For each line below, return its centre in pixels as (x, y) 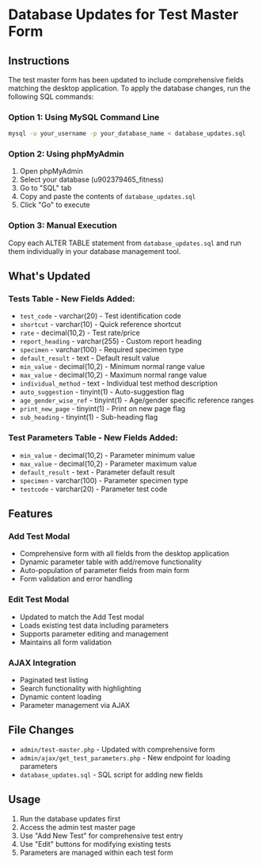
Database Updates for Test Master (123, 15)
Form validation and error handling (76, 579)
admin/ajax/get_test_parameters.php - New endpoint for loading (125, 757)
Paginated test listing (54, 680)
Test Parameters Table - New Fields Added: (93, 438)
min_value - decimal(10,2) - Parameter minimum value (107, 455)
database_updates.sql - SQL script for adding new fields (111, 775)
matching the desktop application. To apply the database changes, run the (129, 88)
